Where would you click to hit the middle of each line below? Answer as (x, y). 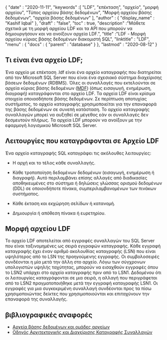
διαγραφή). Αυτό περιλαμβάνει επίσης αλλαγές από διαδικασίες (80, 177)
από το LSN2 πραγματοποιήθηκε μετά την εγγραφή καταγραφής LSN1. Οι (82, 283)
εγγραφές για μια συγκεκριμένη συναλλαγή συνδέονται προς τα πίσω (78, 288)
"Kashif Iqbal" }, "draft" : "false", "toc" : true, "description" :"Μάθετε (75, 23)
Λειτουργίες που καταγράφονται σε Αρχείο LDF (82, 141)
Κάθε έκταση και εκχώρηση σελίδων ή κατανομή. (64, 203)
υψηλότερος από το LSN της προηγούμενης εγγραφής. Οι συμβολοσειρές (82, 256)
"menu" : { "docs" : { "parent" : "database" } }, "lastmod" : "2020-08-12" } (81, 44)
